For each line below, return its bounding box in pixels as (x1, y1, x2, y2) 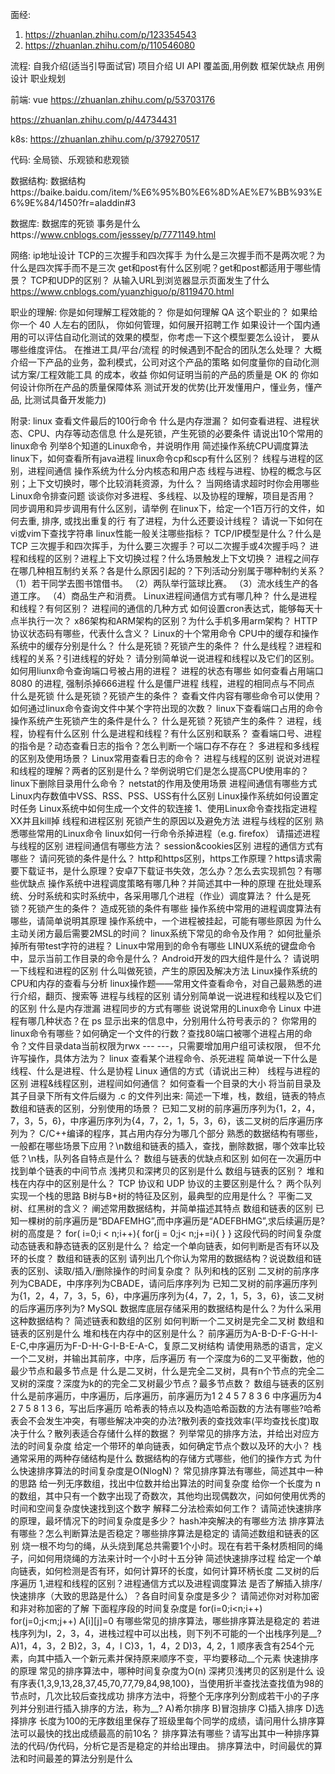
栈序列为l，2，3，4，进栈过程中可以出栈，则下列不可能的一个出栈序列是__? (10, 1628, 322, 1639)
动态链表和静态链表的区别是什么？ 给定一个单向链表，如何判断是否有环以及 (10, 1240, 320, 1252)
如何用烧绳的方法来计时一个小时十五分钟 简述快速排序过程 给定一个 (36, 1553, 313, 1564)
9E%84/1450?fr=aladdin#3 (24, 197, 137, 208)
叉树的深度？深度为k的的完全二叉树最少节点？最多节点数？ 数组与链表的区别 (10, 1378, 325, 1389)
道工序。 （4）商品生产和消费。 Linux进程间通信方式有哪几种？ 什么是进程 (10, 590, 318, 602)
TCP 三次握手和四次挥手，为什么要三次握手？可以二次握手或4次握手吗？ (10, 540, 308, 552)
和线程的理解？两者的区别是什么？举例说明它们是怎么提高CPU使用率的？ (10, 765, 310, 777)
